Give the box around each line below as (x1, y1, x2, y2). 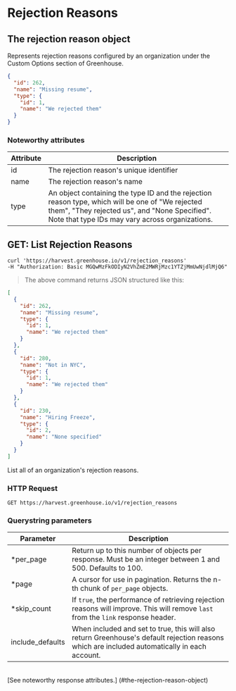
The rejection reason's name (48, 177, 143, 187)
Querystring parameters (7, 516, 93, 525)
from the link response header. (72, 613, 176, 623)
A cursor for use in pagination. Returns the (72, 575, 212, 585)
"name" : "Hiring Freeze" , (20, 413, 96, 421)
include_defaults (11, 637, 65, 647)
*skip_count (11, 604, 51, 614)
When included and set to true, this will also (72, 624, 216, 634)
